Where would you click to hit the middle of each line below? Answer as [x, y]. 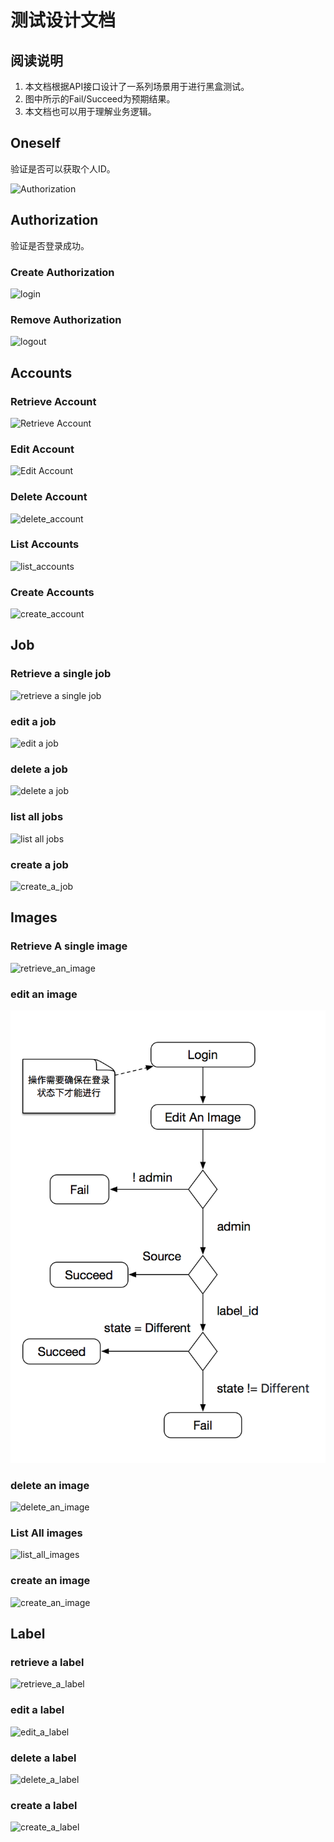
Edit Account [42, 449]
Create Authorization [62, 272]
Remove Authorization [66, 319]
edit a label [37, 1710]
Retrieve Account [53, 401]
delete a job [39, 769]
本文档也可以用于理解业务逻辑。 [90, 111]
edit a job [33, 721]
